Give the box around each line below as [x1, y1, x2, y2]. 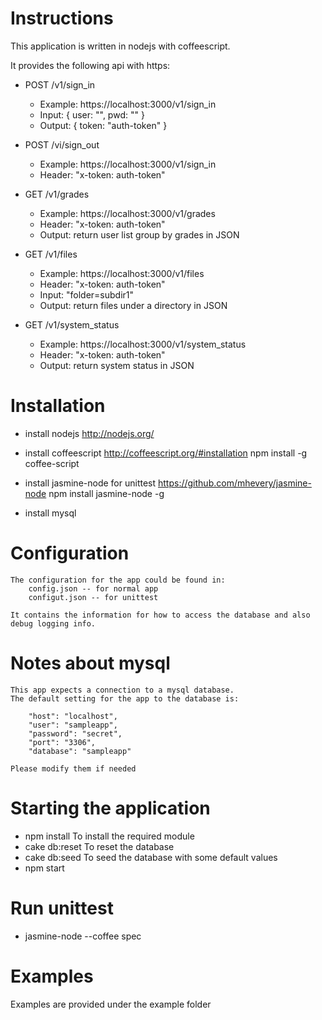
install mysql [24, 507, 77, 519]
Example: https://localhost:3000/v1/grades [39, 207, 216, 219]
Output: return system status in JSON [39, 359, 195, 371]
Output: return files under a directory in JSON [39, 299, 228, 311]
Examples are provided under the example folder [10, 998, 212, 1010]
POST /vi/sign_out [24, 138, 100, 151]
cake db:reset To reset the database [24, 840, 175, 852]
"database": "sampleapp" [28, 746, 132, 756]
